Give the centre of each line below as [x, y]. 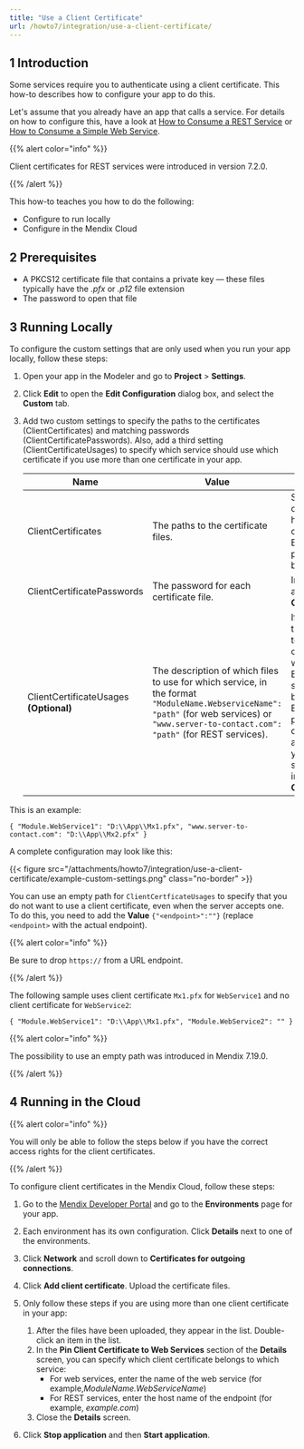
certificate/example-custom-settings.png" [88, 878]
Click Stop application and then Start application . [116, 1434]
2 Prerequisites [53, 257]
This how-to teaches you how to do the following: [102, 201]
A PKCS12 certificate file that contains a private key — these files [143, 279]
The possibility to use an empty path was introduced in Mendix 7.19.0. [139, 1056]
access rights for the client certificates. [82, 1151]
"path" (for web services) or [212, 713]
